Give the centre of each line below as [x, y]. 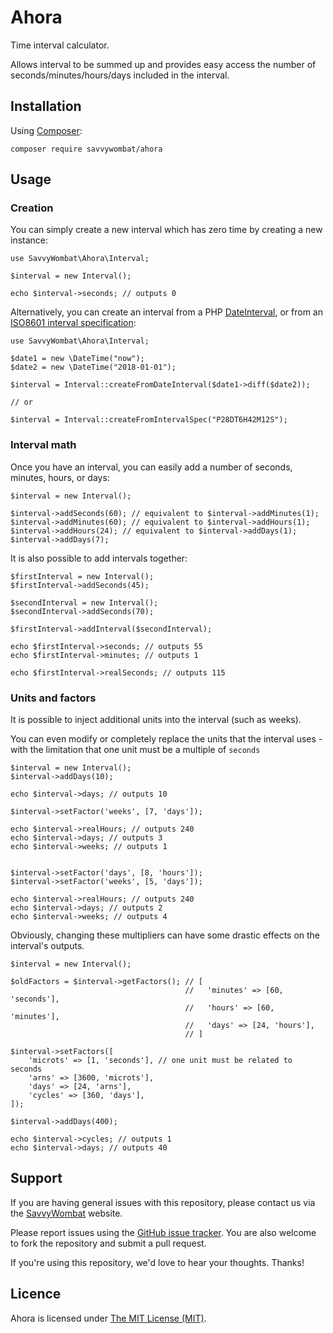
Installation [46, 106]
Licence [36, 1294]
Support [36, 1178]
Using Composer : [46, 130]
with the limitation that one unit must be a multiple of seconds [135, 750]
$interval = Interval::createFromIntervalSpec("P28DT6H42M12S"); [149, 420]
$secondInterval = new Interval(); [84, 602]
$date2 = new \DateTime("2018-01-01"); [93, 367]
